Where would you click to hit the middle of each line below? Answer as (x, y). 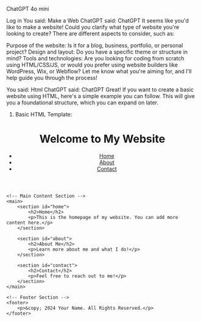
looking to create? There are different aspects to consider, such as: (90, 34)
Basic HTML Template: (44, 114)
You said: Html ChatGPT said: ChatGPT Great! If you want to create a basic (100, 90)
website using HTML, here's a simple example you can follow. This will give (100, 96)
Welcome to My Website (102, 139)
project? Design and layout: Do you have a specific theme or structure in (97, 52)
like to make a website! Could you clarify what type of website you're (93, 27)
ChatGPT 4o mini (28, 9)
